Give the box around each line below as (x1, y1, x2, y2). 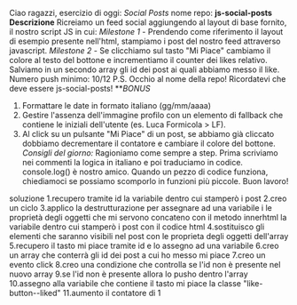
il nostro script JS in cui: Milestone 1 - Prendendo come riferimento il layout (9, 27, 284, 36)
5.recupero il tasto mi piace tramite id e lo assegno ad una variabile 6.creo (9, 240, 279, 251)
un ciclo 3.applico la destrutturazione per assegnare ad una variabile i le (9, 203, 272, 213)
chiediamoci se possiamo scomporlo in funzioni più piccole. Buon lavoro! (21, 176, 289, 186)
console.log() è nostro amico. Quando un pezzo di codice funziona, (21, 166, 269, 177)
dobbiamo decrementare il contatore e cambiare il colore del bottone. (21, 138, 277, 148)
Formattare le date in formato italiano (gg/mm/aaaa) (21, 100, 211, 110)
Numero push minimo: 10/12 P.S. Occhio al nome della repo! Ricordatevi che (9, 74, 286, 84)
